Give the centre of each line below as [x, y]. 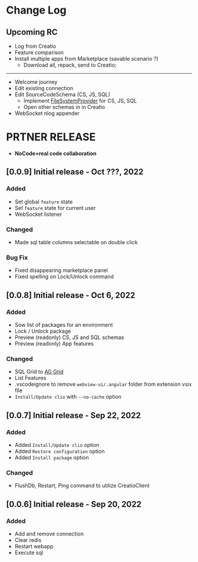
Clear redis [28, 540]
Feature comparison [39, 52]
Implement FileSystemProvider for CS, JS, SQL [80, 101]
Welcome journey [36, 82]
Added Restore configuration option [60, 451]
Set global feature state [44, 202]
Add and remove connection [49, 534]
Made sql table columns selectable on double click [76, 242]
